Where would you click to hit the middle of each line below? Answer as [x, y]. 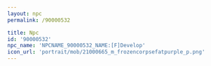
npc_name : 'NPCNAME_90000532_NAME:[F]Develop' [76, 46]
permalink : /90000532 [39, 20]
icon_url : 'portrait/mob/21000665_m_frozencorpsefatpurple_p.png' [106, 52]
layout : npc [25, 14]
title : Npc [23, 33]
